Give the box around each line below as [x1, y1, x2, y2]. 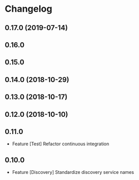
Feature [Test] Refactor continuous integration [12, 141, 109, 147]
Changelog [5, 3, 52, 15]
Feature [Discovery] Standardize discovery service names [12, 169, 134, 175]
